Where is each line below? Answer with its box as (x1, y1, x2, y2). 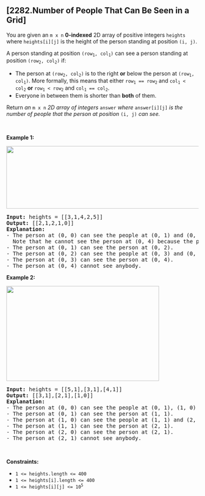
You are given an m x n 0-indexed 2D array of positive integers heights (6, 31, 186, 38)
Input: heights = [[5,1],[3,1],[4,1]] (6, 386, 123, 393)
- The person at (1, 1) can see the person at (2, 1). (6, 422, 174, 430)
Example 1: (6, 134, 35, 141)
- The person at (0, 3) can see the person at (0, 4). (6, 256, 174, 263)
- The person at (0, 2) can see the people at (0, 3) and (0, (6, 250, 196, 257)
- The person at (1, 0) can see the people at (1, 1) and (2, (6, 416, 196, 423)
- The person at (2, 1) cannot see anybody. (6, 434, 142, 442)
